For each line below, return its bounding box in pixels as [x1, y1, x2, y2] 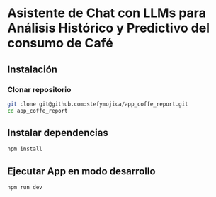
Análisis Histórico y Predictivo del [7, 20, 210, 36]
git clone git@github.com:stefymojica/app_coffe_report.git [7, 101, 189, 108]
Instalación [7, 63, 58, 75]
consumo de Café [7, 35, 113, 51]
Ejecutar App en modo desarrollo [7, 165, 156, 177]
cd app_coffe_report [7, 107, 69, 114]
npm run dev [7, 184, 42, 191]
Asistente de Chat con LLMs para [7, 5, 207, 21]
